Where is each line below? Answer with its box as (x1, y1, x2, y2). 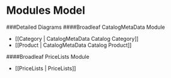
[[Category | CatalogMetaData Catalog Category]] (14, 35, 139, 42)
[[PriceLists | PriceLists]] (14, 64, 76, 72)
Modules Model (6, 4, 86, 17)
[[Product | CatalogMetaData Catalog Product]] (14, 41, 132, 49)
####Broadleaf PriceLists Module (6, 53, 90, 60)
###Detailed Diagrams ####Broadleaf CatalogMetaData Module (6, 23, 165, 31)
